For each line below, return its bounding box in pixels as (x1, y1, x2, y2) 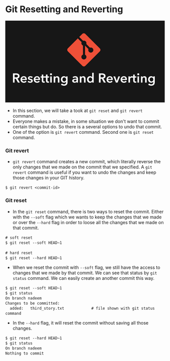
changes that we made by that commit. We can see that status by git (12, 270, 157, 276)
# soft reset (5, 235, 33, 240)
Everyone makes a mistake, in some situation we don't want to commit (12, 118, 159, 125)
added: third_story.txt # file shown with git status (10, 306, 155, 311)
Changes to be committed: (5, 301, 60, 306)
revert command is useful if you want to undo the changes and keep (12, 169, 156, 175)
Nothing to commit (5, 351, 44, 356)
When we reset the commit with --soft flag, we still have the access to (12, 264, 160, 270)
